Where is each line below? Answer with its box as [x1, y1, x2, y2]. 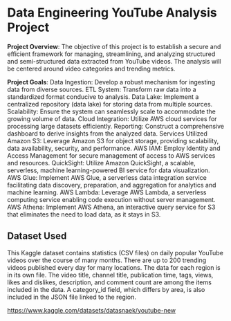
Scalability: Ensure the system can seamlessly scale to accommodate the [7, 107, 216, 116]
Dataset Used [7, 230, 67, 242]
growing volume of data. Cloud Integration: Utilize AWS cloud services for [7, 114, 217, 122]
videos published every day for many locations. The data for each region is [7, 263, 221, 271]
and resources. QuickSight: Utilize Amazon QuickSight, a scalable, [7, 158, 196, 167]
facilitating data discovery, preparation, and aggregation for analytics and [7, 181, 216, 189]
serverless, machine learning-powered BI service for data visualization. [7, 166, 210, 174]
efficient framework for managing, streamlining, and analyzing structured [7, 50, 216, 58]
